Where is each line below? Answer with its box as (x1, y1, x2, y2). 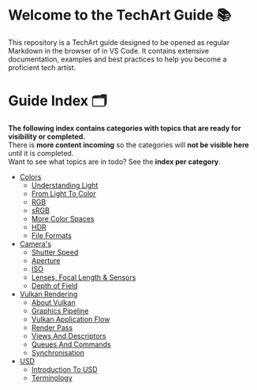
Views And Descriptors (31, 331, 106, 340)
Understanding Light (31, 180, 99, 190)
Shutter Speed (31, 247, 79, 257)
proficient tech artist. (8, 62, 76, 72)
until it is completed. (8, 148, 74, 158)
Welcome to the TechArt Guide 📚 (8, 6, 232, 24)
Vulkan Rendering (19, 289, 78, 299)
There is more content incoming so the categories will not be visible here (8, 139, 250, 150)
